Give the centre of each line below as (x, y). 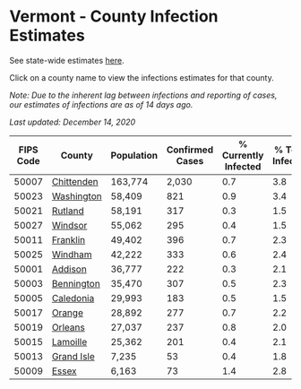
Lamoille (69, 341)
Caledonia (73, 298)
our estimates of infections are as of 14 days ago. (101, 104)
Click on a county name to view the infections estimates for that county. (142, 77)
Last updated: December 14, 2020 (73, 122)
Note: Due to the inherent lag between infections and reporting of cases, (143, 95)
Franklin (69, 239)
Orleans (68, 327)
